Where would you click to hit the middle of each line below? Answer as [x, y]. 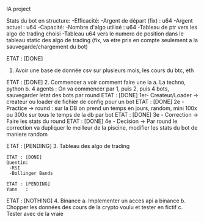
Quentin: [17, 163]
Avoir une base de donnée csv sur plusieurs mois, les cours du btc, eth [104, 70]
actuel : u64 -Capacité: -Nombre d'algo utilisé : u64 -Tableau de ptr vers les [102, 27]
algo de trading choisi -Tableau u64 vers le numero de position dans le [95, 34]
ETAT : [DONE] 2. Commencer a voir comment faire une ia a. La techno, [96, 82]
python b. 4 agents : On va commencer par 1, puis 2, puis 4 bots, [88, 89]
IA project [19, 9]
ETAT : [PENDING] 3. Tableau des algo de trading [68, 146]
